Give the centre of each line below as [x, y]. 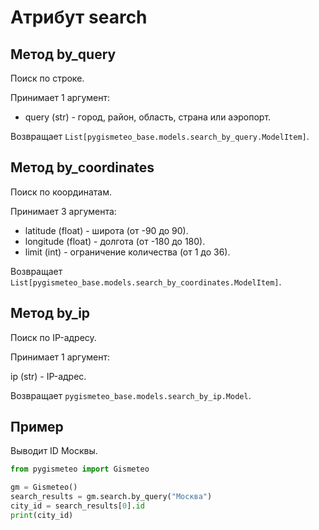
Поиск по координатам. [61, 192]
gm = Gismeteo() [44, 487]
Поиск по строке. [47, 78]
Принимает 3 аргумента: [63, 211]
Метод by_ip [50, 313]
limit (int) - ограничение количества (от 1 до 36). [127, 252]
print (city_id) [42, 515]
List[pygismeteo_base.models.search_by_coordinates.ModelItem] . [146, 282]
